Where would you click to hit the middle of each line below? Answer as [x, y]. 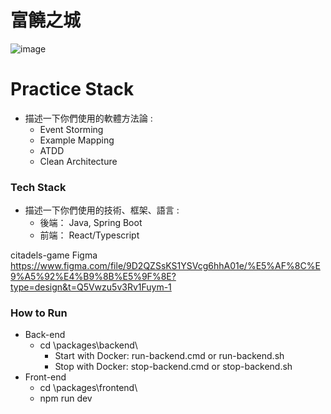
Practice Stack [72, 89]
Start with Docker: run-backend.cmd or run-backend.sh [169, 356]
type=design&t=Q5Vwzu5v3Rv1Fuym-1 [91, 287]
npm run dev [66, 398]
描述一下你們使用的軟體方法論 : [88, 118]
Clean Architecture [78, 161]
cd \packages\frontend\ [88, 388]
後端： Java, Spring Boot [91, 223]
